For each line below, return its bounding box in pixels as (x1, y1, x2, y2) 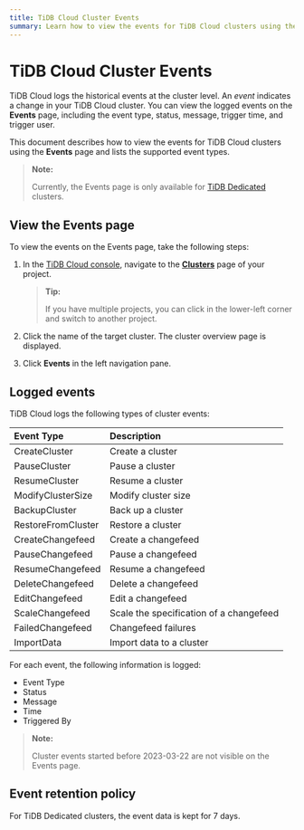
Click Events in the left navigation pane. (22, 358, 172, 369)
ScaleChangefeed (14, 607, 90, 620)
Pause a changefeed (109, 549, 197, 561)
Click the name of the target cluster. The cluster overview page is (22, 331, 267, 342)
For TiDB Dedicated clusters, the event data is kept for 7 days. (9, 810, 241, 821)
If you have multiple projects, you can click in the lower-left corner (44, 304, 292, 315)
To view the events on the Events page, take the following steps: (9, 242, 250, 253)
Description (109, 430, 161, 443)
